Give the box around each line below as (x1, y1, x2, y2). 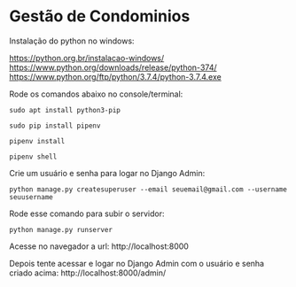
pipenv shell (9, 152, 58, 161)
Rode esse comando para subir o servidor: (9, 208, 165, 219)
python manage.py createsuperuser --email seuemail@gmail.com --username (9, 184, 288, 194)
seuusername (9, 192, 53, 201)
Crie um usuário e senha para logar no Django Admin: (9, 167, 206, 178)
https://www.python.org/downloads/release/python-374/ (9, 62, 217, 73)
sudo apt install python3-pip (9, 105, 121, 114)
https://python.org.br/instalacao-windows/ (9, 52, 165, 63)
